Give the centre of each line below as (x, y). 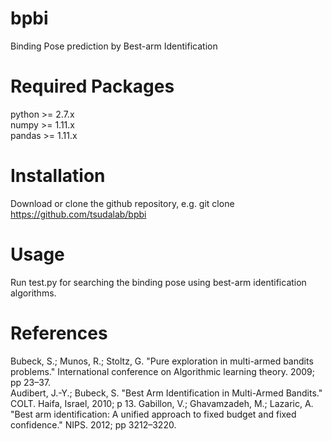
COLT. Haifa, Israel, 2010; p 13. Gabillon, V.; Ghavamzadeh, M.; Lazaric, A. (162, 403)
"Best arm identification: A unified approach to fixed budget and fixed (153, 414)
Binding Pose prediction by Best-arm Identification (114, 46)
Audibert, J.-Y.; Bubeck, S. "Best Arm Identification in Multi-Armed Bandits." (166, 393)
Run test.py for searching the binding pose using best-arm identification (158, 282)
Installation (58, 176)
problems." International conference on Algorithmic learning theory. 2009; (162, 371)
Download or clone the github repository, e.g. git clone (122, 203)
